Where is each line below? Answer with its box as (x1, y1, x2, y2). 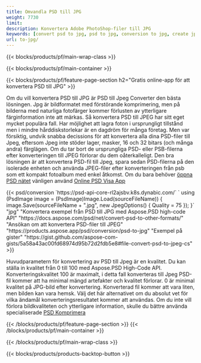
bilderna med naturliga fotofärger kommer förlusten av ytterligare (6, 107, 167, 114)
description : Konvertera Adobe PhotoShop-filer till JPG (6, 25, 151, 32)
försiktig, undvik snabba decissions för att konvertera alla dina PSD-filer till (6, 133, 190, 140)
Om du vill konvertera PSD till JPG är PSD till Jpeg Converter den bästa (6, 94, 181, 101)
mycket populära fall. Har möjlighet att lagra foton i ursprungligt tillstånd (6, 120, 183, 127)
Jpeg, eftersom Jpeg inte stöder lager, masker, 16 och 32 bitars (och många (6, 139, 193, 146)
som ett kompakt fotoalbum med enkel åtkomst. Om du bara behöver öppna (6, 171, 193, 178)
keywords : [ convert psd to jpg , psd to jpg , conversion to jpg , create (6, 31, 188, 37)
